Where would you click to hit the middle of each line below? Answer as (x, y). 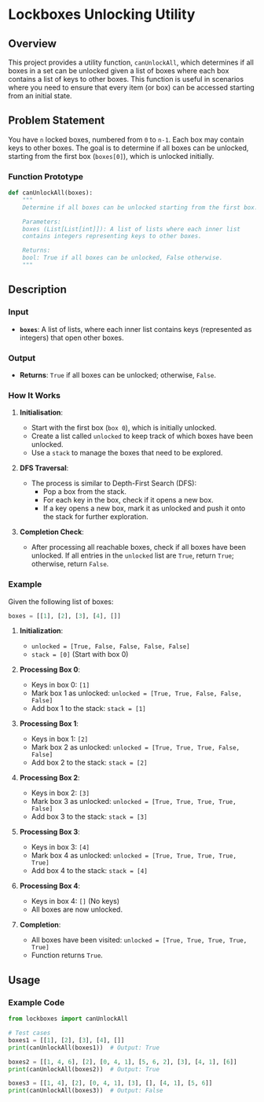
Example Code (37, 1002)
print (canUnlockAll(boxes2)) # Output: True (84, 1069)
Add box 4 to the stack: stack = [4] (89, 871)
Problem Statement (57, 121)
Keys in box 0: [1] (60, 685)
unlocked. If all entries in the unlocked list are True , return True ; (132, 555)
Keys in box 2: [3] (60, 793)
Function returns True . (67, 955)
